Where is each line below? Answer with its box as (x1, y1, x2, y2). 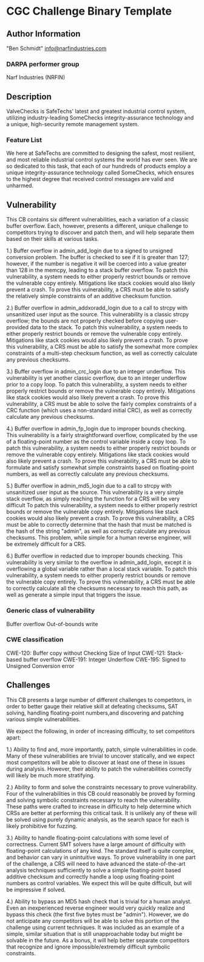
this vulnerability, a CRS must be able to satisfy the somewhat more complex (6, 343, 198, 351)
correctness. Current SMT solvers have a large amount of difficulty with (6, 840, 186, 848)
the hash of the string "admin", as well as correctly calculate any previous (6, 527, 191, 535)
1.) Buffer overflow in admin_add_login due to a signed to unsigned (6, 247, 173, 254)
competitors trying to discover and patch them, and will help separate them (6, 229, 194, 236)
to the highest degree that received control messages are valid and (6, 176, 174, 183)
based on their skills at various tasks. (6, 235, 99, 243)
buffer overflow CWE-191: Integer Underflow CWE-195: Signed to (23, 655, 186, 663)
